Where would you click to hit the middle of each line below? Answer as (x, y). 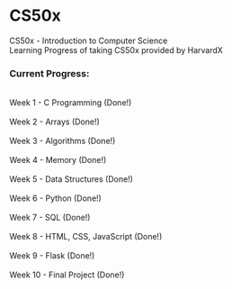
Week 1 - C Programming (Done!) (71, 103)
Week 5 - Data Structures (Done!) (71, 179)
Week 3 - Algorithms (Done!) (62, 141)
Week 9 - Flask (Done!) (52, 256)
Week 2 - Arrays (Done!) (55, 122)
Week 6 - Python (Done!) (55, 198)
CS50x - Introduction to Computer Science (89, 41)
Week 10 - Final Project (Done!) (67, 275)
